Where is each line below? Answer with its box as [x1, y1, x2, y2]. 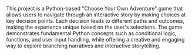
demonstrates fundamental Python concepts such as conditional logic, [6, 30, 177, 37]
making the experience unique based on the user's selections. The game [6, 23, 183, 30]
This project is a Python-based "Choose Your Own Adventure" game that [6, 5, 183, 12]
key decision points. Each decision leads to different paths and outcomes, [6, 18, 185, 24]
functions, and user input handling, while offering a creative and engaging [6, 36, 185, 43]
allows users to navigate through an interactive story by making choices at [6, 11, 186, 18]
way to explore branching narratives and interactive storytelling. [6, 42, 161, 49]
